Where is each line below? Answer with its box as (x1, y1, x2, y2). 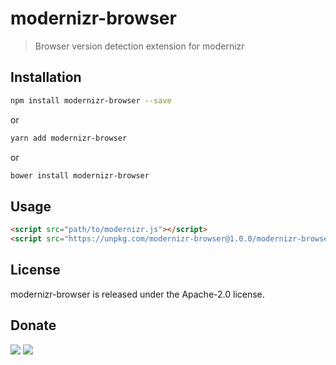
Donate (10, 317, 57, 334)
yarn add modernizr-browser (10, 133, 128, 143)
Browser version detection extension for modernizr (34, 40, 245, 52)
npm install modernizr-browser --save (10, 95, 172, 106)
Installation (10, 69, 82, 86)
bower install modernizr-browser (10, 170, 150, 181)
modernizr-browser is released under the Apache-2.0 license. (10, 288, 265, 300)
